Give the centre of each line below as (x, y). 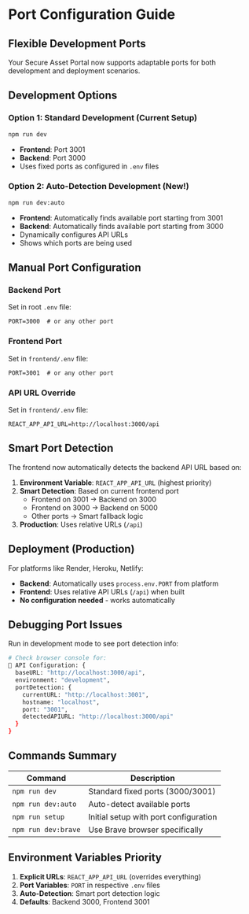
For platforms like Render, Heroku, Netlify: (76, 568)
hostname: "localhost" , (61, 702)
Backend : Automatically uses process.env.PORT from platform (119, 583)
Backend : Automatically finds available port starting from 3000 (121, 226)
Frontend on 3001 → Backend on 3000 (94, 499)
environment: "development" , (63, 680)
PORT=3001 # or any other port (61, 373)
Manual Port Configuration (75, 268)
